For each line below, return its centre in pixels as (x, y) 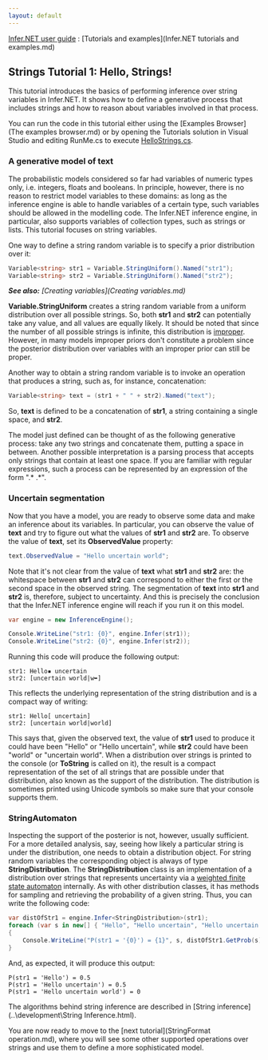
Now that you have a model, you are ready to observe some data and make (132, 515)
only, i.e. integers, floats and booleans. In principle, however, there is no (126, 187)
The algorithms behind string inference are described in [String (112, 1006)
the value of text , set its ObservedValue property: (91, 541)
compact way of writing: (48, 702)
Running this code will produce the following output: (94, 657)
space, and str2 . (35, 419)
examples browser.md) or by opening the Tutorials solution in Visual (137, 132)
